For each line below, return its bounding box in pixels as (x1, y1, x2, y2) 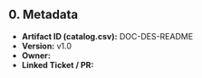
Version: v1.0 (21, 40, 72, 51)
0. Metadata (8, 7, 79, 22)
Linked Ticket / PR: (21, 59, 94, 70)
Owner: (21, 49, 51, 61)
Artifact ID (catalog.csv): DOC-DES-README (21, 30, 194, 41)
